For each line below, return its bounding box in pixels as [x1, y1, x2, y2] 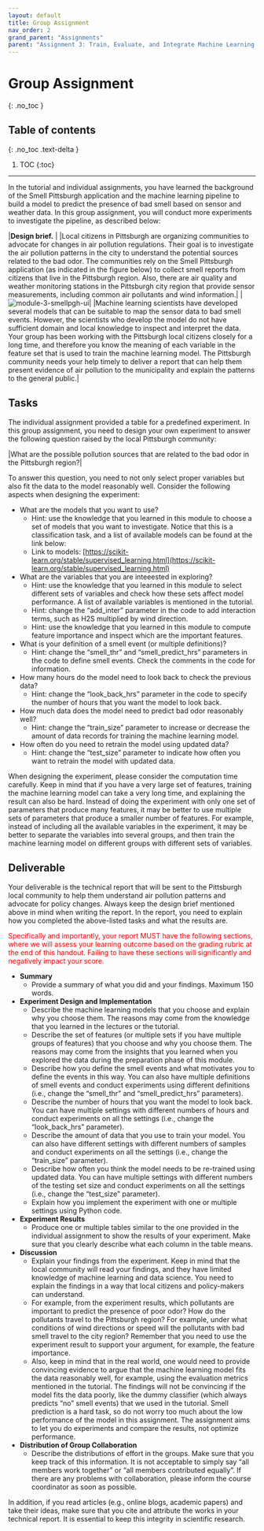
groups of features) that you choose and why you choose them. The [31, 1038, 253, 1048]
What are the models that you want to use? [19, 505, 159, 515]
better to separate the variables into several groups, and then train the [8, 830, 235, 839]
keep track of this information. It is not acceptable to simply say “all [31, 1457, 250, 1466]
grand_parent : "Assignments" [8, 33, 104, 42]
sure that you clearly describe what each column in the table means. [31, 1239, 254, 1249]
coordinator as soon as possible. [31, 1482, 137, 1492]
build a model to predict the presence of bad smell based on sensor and [8, 199, 242, 209]
